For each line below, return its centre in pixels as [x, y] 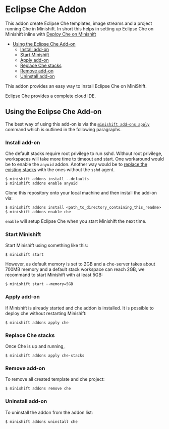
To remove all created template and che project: [55, 379]
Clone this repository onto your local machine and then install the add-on [81, 193]
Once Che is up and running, [35, 346]
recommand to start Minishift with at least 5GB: [54, 275]
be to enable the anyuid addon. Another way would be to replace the [76, 164]
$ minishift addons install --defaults [47, 179]
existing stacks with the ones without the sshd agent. [60, 170]
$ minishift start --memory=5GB [39, 284]
